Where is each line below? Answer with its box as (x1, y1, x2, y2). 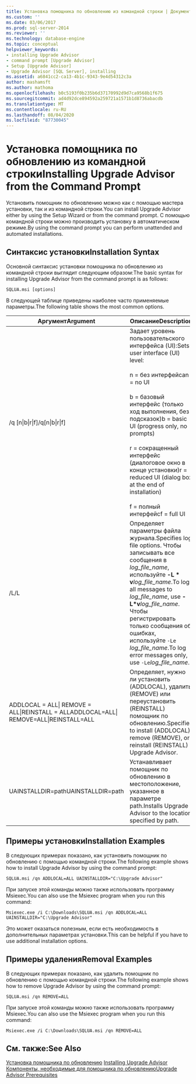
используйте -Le (129, 636, 177, 644)
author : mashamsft (6, 80, 51, 85)
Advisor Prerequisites (6, 1072, 58, 1079)
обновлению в (129, 772, 171, 780)
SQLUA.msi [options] (6, 286, 57, 293)
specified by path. (129, 816, 179, 824)
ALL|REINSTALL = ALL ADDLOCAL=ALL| (9, 708, 118, 716)
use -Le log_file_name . (129, 658, 190, 666)
